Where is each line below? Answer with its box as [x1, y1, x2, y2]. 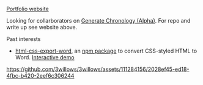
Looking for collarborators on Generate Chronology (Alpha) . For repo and [6, 17, 191, 24]
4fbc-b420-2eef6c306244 [6, 72, 75, 79]
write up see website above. [6, 24, 78, 31]
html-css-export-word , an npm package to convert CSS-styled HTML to [15, 47, 197, 54]
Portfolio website [6, 6, 49, 12]
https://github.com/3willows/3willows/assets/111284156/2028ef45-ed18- [6, 65, 190, 73]
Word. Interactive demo [15, 54, 75, 61]
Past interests [6, 35, 41, 42]
